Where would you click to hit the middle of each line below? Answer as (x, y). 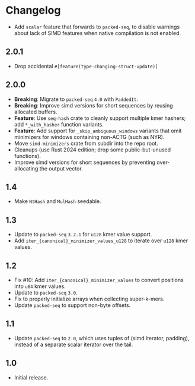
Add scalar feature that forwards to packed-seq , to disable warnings (97, 27)
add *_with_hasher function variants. (59, 124)
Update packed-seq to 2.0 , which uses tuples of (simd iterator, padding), (102, 338)
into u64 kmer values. (40, 286)
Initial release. (31, 377)
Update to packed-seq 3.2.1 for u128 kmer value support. (83, 235)
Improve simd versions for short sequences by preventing (84, 162)
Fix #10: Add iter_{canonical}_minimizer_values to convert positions (99, 280)
